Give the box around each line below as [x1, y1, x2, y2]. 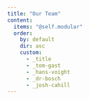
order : [13, 29, 33, 37]
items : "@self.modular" [13, 23, 83, 30]
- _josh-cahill [25, 82, 71, 89]
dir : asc [20, 43, 46, 49]
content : [7, 17, 33, 24]
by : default [20, 36, 55, 43]
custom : [20, 49, 42, 56]
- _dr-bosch [25, 75, 61, 82]
